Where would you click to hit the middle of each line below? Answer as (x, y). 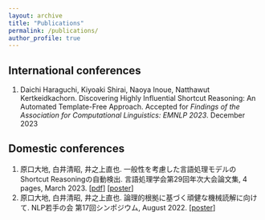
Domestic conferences (67, 149)
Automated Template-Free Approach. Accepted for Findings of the (130, 107)
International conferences (75, 70)
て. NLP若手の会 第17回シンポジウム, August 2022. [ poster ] (118, 207)
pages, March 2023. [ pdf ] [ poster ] (77, 188)
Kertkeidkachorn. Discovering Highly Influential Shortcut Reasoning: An (138, 98)
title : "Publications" (46, 23)
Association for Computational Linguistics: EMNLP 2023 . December (132, 115)
